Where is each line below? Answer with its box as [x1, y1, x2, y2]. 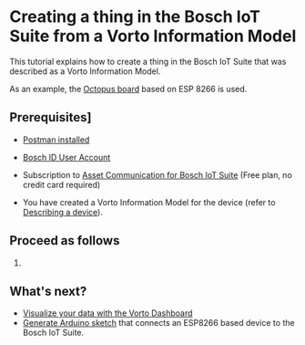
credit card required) [22, 179, 101, 190]
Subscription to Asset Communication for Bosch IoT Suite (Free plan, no [22, 169, 293, 180]
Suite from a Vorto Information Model [9, 26, 297, 47]
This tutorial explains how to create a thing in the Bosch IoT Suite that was [9, 56, 287, 67]
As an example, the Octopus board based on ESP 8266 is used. [9, 83, 248, 94]
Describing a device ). [22, 206, 103, 217]
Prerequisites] [9, 110, 92, 125]
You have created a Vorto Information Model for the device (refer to [22, 196, 276, 207]
